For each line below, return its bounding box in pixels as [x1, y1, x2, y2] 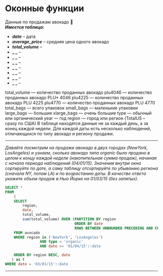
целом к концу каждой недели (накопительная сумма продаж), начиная [5, 155, 157, 161]
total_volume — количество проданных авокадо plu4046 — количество [5, 89, 152, 95]
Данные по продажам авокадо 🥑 [5, 19, 73, 25]
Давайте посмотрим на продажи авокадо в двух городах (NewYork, [5, 144, 148, 151]
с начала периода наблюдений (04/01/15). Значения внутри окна [5, 160, 141, 166]
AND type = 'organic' [39, 239, 83, 244]
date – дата [12, 34, 36, 39]
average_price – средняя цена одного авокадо [12, 38, 109, 44]
